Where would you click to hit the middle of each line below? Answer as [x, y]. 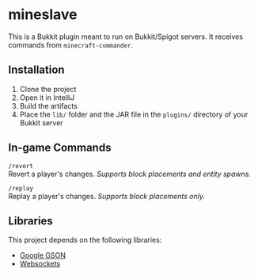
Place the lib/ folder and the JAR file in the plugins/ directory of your [134, 114]
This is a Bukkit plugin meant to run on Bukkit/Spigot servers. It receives [126, 36]
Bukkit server [41, 123]
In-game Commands [60, 148]
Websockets [40, 264]
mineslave [43, 15]
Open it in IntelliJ [47, 98]
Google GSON [42, 255]
